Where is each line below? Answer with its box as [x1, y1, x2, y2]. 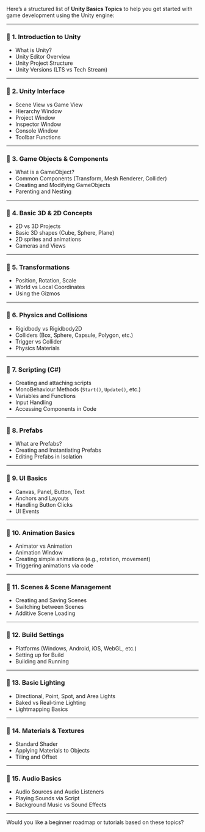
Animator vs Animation [15, 542, 73, 550]
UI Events [15, 507, 40, 515]
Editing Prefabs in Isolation [15, 453, 82, 460]
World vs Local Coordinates [15, 284, 85, 291]
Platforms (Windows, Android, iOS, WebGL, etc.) [15, 644, 137, 652]
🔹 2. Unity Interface [6, 87, 65, 95]
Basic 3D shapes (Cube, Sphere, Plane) [15, 229, 115, 237]
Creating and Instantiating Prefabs [15, 446, 102, 454]
